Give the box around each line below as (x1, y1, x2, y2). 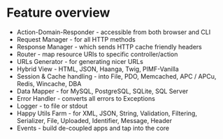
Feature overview (6, 5, 110, 21)
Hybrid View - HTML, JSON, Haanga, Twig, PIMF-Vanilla (16, 65, 179, 73)
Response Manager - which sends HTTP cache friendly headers (16, 42, 202, 51)
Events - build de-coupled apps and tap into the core (16, 124, 169, 132)
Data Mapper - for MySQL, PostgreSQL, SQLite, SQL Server (16, 87, 189, 95)
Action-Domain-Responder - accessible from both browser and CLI (16, 28, 211, 36)
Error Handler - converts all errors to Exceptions (16, 94, 155, 102)
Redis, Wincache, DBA (16, 79, 82, 88)
